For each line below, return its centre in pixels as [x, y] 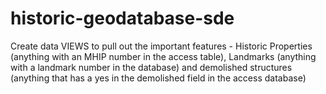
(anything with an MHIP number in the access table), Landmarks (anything [163, 56]
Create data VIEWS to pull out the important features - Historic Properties [161, 46]
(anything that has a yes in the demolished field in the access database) [158, 78]
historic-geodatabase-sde [122, 18]
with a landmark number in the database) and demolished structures [151, 67]
